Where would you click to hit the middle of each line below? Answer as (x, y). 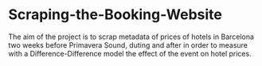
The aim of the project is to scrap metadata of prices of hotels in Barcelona (131, 37)
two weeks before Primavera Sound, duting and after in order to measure (128, 45)
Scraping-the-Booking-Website (115, 15)
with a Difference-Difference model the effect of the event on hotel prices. (130, 53)
